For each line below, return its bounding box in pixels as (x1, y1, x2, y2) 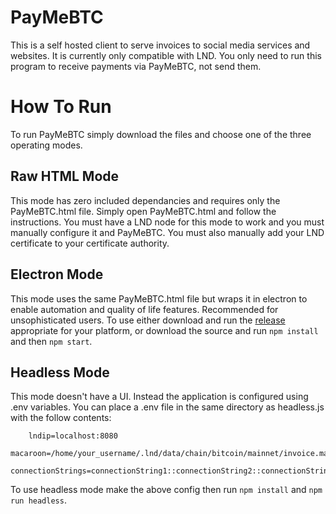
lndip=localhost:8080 (28, 431, 118, 441)
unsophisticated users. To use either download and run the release (10, 314, 286, 326)
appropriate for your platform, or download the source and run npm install (10, 324, 319, 336)
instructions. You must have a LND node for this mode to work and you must (10, 216, 325, 228)
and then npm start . (10, 335, 93, 347)
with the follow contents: (10, 412, 112, 424)
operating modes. (10, 139, 83, 151)
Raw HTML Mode (10, 168, 120, 185)
